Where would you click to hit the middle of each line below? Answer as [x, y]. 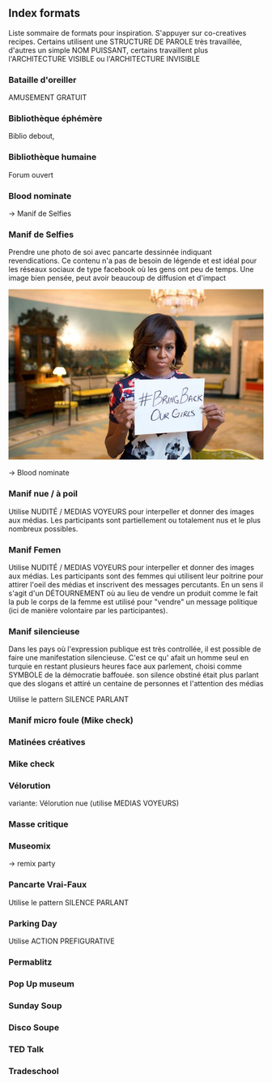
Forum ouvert [31, 174]
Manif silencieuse [44, 631]
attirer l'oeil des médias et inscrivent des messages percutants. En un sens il [136, 584]
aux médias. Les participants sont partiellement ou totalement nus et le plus [135, 520]
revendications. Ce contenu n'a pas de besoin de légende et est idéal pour [133, 261]
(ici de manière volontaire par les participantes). [88, 610]
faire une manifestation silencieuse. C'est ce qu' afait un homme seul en [129, 658]
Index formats [45, 13]
